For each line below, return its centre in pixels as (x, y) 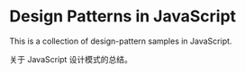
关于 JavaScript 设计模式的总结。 (71, 59)
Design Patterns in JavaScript (123, 16)
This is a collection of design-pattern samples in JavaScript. (121, 41)
